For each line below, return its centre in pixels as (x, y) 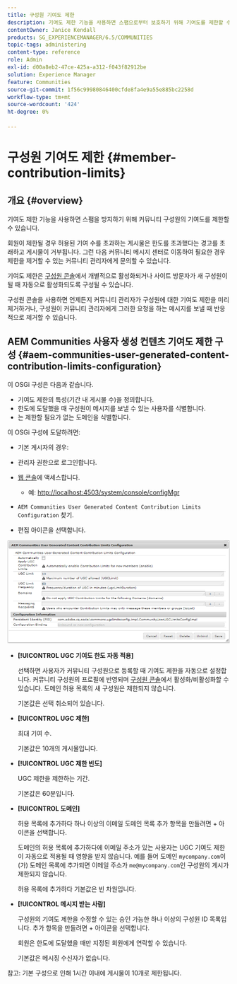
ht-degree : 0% (28, 112)
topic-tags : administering (47, 45)
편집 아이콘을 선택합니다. (51, 530)
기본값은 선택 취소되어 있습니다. (61, 703)
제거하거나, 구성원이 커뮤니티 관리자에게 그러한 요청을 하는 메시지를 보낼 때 (110, 308)
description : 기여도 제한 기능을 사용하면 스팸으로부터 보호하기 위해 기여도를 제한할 (115, 22)
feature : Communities (39, 82)
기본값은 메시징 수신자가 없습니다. (64, 958)
